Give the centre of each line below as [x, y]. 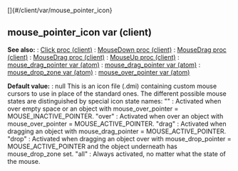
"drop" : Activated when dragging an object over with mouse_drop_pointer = [119, 138]
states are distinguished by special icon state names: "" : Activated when [114, 101]
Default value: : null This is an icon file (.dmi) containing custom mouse [112, 86]
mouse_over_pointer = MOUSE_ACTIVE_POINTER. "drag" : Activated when [117, 123]
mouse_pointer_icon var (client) [79, 32]
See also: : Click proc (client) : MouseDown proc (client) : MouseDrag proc [117, 50]
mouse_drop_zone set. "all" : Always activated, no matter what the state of [117, 154]
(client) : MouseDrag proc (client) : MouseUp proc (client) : [93, 57]
